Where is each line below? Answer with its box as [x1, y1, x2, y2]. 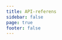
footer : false [6, 25, 41, 31]
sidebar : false [6, 14, 44, 20]
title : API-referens [6, 8, 57, 15]
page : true [6, 19, 33, 25]
